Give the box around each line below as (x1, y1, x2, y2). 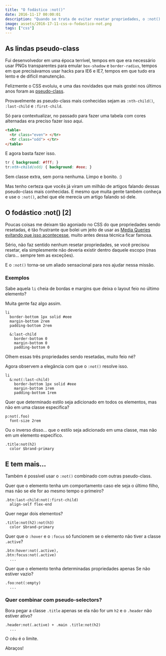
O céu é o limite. (5, 636, 39, 642)
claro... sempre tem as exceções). (5, 252, 74, 258)
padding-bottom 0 (14, 345, 50, 350)
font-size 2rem (9, 418, 41, 423)
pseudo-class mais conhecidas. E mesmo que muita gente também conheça (5, 188, 162, 194)
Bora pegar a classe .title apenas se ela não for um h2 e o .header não (5, 608, 152, 614)
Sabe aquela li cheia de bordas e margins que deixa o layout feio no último (5, 285, 160, 291)
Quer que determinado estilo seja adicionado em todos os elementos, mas (5, 399, 157, 405)
